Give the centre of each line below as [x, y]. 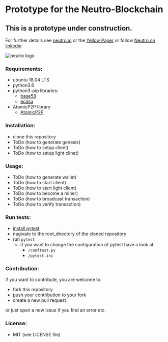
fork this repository [33, 290]
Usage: [15, 166]
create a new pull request [39, 300]
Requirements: [24, 69]
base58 [28, 96]
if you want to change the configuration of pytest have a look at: [88, 245]
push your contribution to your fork [49, 295]
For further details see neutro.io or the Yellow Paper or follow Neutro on [80, 40]
